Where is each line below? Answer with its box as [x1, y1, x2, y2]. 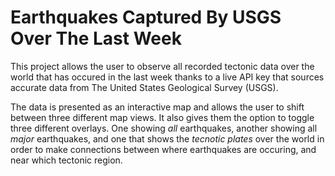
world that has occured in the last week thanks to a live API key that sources [10, 71, 325, 83]
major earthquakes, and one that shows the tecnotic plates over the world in [10, 132, 325, 145]
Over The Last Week [10, 27, 182, 50]
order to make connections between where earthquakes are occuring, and [10, 143, 317, 155]
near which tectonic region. [10, 154, 123, 166]
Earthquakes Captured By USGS [10, 6, 282, 29]
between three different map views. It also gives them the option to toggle [10, 111, 315, 123]
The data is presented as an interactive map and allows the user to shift [10, 101, 305, 113]
